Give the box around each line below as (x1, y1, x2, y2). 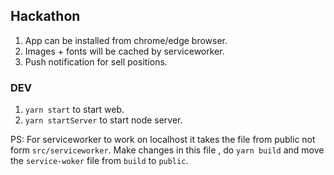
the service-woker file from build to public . (10, 155, 189, 167)
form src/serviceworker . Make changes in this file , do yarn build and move (10, 144, 325, 156)
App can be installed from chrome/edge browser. (24, 34, 228, 46)
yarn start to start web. (24, 104, 125, 116)
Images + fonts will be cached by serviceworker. (24, 45, 225, 57)
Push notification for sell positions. (24, 55, 168, 68)
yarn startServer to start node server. (24, 114, 183, 126)
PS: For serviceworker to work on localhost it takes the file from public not (10, 134, 316, 146)
